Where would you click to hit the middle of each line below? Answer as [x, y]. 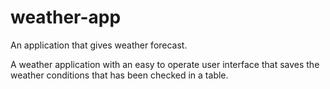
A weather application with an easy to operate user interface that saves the [165, 64]
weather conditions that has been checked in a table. [119, 75]
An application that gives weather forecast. [99, 45]
